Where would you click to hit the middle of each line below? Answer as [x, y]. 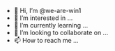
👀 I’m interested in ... [43, 18]
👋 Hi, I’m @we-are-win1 [47, 11]
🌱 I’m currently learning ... [51, 25]
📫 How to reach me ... [46, 40]
